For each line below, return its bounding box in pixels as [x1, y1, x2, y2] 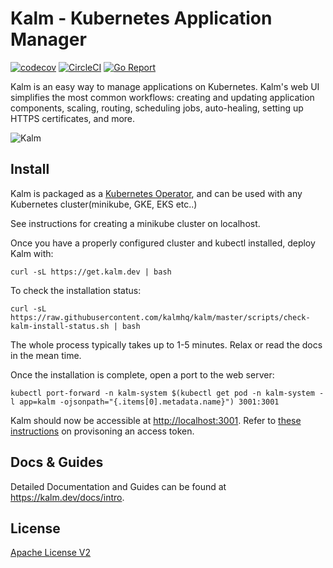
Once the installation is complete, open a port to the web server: [10, 368, 275, 381]
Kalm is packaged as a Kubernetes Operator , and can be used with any [10, 187, 303, 199]
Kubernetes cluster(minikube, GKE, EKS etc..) [10, 198, 198, 210]
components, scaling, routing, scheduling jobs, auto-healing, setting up [10, 102, 304, 114]
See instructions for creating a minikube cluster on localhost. [10, 217, 261, 229]
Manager [10, 28, 87, 51]
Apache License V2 [10, 547, 92, 559]
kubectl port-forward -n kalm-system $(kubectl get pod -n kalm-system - [10, 388, 325, 398]
